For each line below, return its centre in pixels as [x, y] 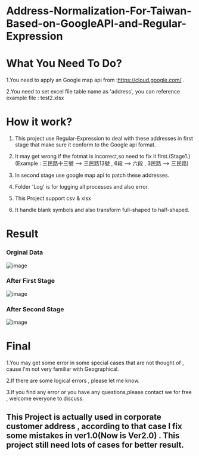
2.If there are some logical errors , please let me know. [73, 381]
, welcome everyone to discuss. [45, 399]
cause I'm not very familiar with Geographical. [63, 369]
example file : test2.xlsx [35, 98]
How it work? [39, 122]
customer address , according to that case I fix [94, 427]
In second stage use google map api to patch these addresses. [92, 175]
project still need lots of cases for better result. [95, 445]
